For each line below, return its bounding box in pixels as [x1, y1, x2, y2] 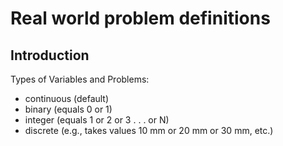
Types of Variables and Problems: [10, 73, 150, 85]
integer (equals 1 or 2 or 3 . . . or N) [24, 114, 170, 126]
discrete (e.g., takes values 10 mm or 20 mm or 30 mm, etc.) [24, 125, 274, 136]
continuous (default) [24, 93, 110, 104]
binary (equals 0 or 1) [24, 103, 113, 115]
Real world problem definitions [10, 7, 271, 30]
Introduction [10, 47, 90, 64]
